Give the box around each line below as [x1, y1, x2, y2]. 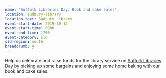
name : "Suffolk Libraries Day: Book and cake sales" [5, 7, 117, 12]
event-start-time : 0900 [5, 26, 55, 31]
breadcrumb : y [5, 44, 35, 49]
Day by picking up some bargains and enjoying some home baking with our [5, 63, 160, 69]
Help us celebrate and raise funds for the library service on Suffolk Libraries [5, 57, 161, 63]
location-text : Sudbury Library [5, 16, 72, 21]
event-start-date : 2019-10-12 [5, 21, 68, 26]
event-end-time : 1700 [5, 30, 50, 35]
